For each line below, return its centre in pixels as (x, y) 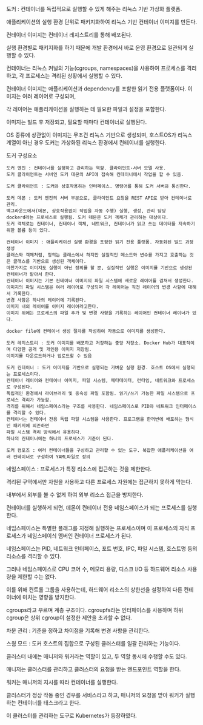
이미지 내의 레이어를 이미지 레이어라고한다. (52, 307)
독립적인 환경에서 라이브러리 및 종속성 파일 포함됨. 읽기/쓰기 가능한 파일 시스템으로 (97, 393)
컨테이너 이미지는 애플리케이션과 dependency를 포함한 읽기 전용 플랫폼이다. (96, 89)
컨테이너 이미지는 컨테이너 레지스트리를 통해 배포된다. (69, 35)
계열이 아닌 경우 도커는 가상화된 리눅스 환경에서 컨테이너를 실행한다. (86, 142)
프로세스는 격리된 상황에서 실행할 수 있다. (74, 76)
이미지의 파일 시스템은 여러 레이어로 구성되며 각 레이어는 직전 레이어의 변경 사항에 (96, 287)
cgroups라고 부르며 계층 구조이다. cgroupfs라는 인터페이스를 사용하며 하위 (95, 610)
